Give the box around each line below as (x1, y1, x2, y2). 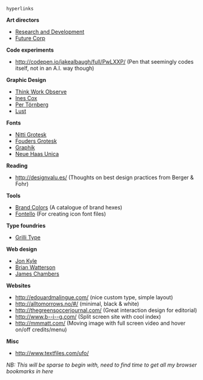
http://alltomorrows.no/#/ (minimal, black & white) (15, 300, 139, 307)
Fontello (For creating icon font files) (15, 210, 106, 217)
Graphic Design (6, 76, 47, 83)
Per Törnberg (15, 101, 48, 108)
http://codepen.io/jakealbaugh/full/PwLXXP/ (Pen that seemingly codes (15, 58, 194, 65)
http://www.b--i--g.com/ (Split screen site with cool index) (15, 313, 162, 320)
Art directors (6, 16, 39, 24)
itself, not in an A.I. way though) (15, 64, 95, 72)
